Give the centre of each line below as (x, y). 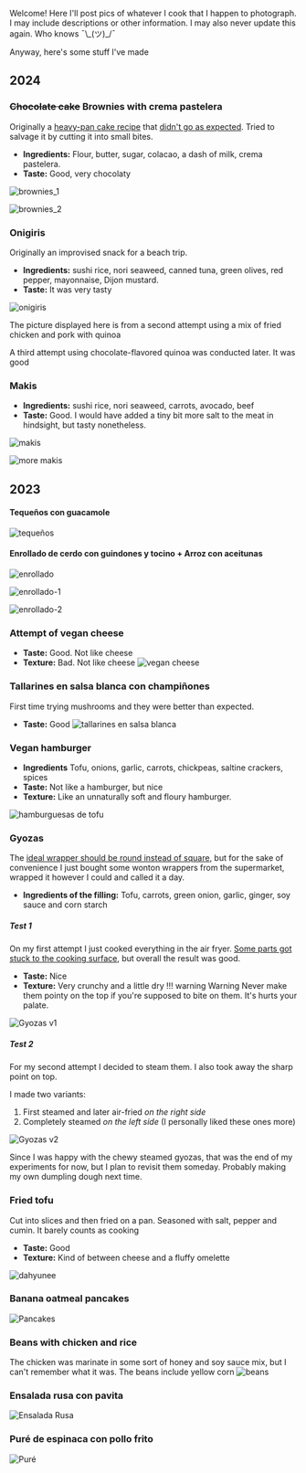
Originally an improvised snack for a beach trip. (99, 252)
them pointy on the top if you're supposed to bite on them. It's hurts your (160, 996)
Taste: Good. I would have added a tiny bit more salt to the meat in (148, 416)
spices (35, 777)
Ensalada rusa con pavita (66, 1395)
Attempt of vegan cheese (67, 633)
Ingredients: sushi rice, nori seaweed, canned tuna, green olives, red (153, 270)
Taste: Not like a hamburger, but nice (93, 787)
